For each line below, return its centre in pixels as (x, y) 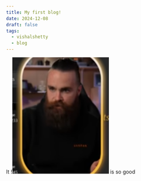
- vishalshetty (30, 37)
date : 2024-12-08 (27, 18)
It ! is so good (71, 172)
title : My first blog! (34, 12)
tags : (13, 31)
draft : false (22, 25)
